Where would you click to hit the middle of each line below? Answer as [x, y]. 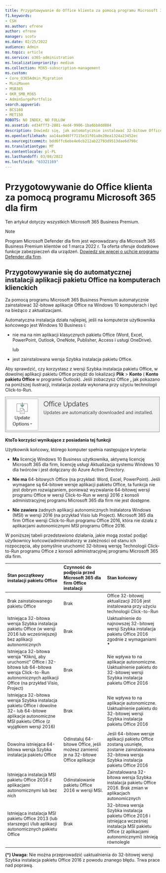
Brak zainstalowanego [30, 601]
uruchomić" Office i [27, 662]
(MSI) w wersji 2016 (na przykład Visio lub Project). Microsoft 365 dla [83, 515]
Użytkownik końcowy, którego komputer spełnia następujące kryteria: [76, 449]
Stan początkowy [26, 575]
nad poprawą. [19, 865]
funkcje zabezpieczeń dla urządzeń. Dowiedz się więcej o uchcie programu [82, 251]
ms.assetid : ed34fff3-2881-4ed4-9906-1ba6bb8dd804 [58, 126]
